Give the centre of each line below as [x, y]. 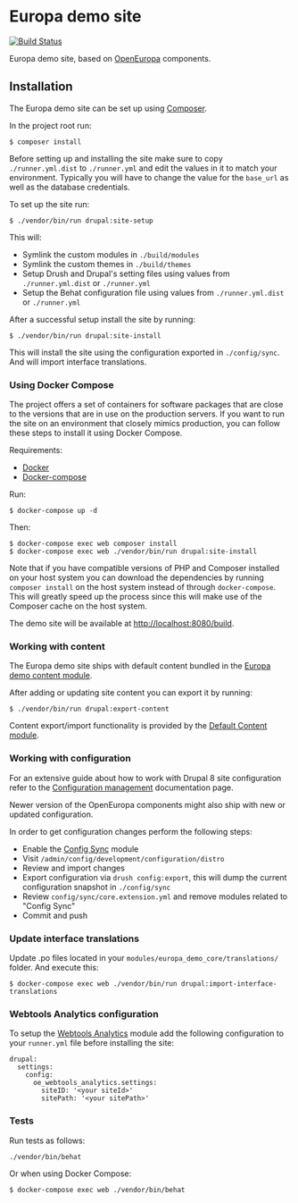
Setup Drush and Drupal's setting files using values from [126, 273]
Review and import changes [73, 868]
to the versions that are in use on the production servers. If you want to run [147, 414]
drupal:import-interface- [229, 984]
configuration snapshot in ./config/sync [96, 887]
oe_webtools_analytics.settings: [95, 1083]
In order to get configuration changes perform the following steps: [131, 831]
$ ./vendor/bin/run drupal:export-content [89, 709]
